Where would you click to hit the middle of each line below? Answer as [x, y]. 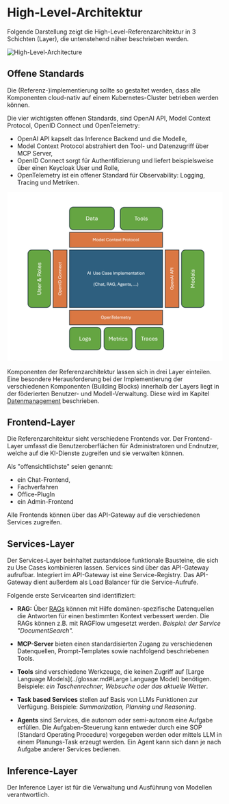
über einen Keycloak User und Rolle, [68, 168]
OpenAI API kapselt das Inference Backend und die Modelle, [102, 138]
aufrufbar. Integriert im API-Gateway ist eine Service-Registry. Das [101, 575]
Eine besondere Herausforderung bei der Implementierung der [95, 379]
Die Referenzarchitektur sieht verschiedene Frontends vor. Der [95, 439]
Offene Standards [45, 74]
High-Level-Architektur [75, 13]
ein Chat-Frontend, [43, 480]
